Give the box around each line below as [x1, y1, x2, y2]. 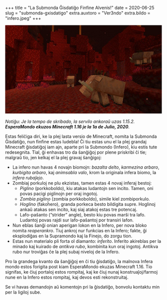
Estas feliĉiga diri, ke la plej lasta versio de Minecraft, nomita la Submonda [5, 133, 157, 139]
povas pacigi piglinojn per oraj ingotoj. [19, 191, 98, 197]
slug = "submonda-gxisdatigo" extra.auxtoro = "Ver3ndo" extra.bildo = [5, 10, 151, 16]
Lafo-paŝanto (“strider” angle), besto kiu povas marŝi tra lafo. [19, 211, 146, 217]
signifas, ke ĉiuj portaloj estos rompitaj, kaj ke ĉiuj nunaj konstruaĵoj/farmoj [5, 269, 158, 275]
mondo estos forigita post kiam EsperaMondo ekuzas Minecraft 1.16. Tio [5, 264, 153, 270]
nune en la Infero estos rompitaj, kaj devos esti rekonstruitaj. [5, 274, 129, 280]
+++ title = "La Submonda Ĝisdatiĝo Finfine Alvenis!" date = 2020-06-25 [5, 5, 155, 10]
